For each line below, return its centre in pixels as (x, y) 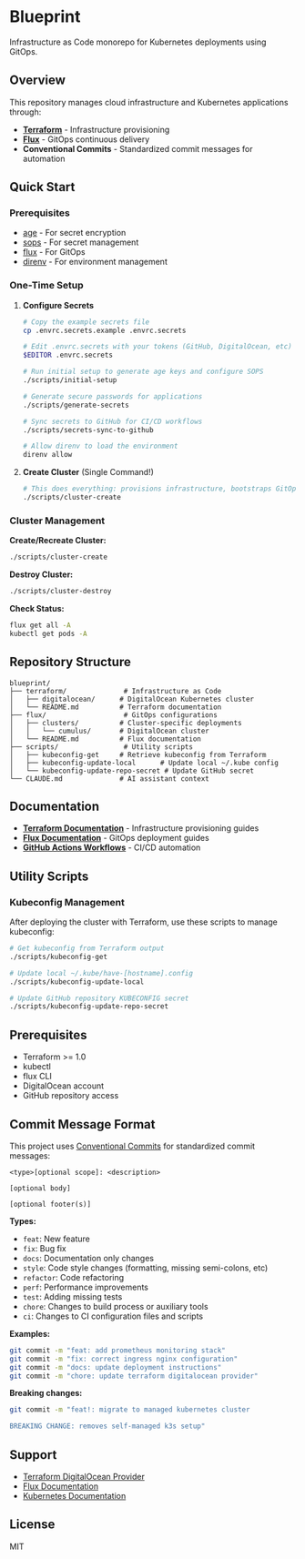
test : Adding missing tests (72, 1296)
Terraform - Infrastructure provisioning (96, 129)
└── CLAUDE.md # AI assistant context (109, 779)
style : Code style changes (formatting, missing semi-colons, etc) (145, 1268)
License (32, 1525)
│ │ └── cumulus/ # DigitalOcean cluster (109, 731)
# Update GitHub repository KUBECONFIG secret (99, 998)
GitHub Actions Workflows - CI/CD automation (112, 847)
